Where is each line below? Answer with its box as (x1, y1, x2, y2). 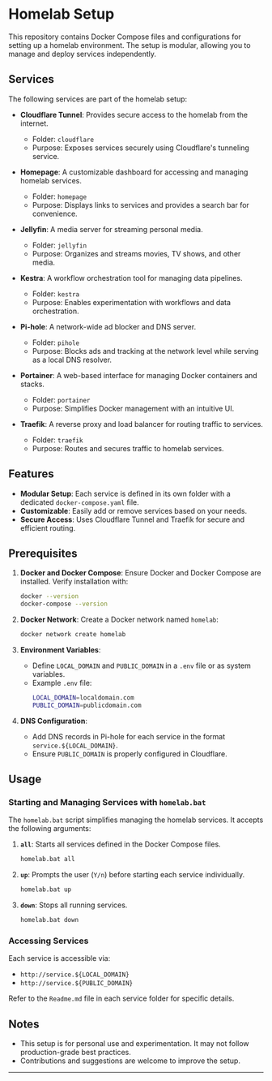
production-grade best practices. (19, 1048, 132, 1057)
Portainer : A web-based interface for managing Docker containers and (19, 370, 257, 380)
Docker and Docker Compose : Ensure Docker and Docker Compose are (19, 568, 261, 578)
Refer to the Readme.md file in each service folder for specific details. (8, 993, 235, 1003)
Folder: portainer (32, 394, 91, 404)
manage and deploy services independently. (8, 49, 156, 58)
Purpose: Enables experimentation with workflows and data (32, 297, 232, 307)
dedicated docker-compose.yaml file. (19, 497, 139, 507)
